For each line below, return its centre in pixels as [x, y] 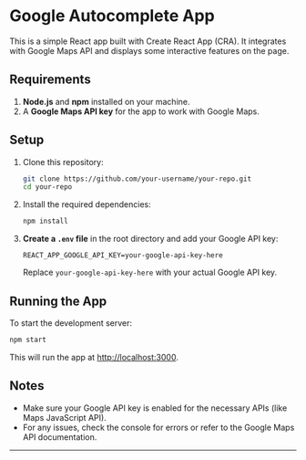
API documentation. [60, 437]
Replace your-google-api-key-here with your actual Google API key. [150, 272]
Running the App [58, 301]
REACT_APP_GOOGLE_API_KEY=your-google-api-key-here [122, 256]
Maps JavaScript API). [64, 417]
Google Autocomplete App [112, 16]
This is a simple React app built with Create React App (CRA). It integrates [148, 41]
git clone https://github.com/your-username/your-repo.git [137, 179]
